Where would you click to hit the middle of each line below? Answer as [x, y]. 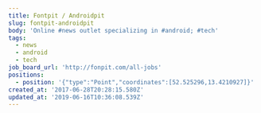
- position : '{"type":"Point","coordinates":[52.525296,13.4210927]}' [135, 82]
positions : [26, 75]
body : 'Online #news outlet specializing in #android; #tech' [113, 30]
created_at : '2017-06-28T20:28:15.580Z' [76, 90]
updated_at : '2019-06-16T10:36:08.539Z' [76, 97]
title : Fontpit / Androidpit [56, 16]
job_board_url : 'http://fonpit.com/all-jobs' [85, 68]
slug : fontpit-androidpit [51, 23]
